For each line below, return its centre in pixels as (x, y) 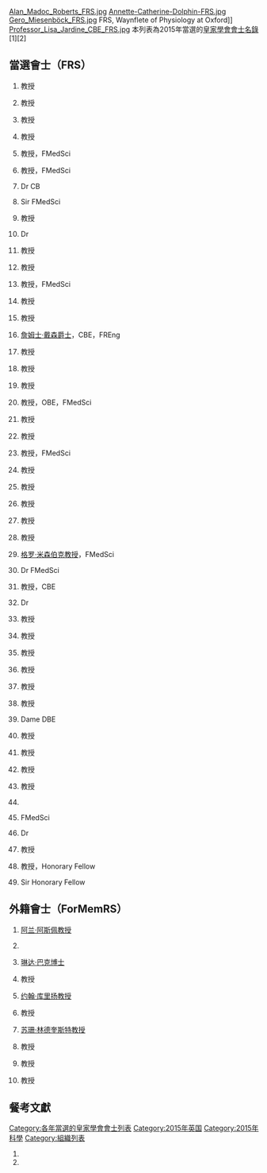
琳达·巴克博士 (42, 962)
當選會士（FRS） (50, 66)
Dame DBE (38, 719)
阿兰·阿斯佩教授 (46, 930)
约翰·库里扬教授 (46, 996)
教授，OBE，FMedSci (56, 402)
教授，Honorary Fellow (58, 866)
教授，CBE (38, 586)
